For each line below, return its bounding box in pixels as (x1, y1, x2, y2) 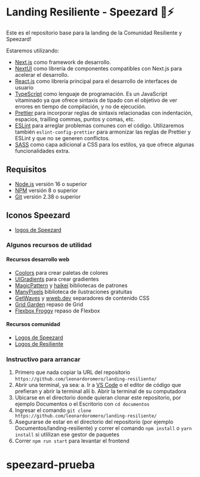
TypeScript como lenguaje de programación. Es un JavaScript (14, 90, 168, 97)
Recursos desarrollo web (6, 256, 70, 263)
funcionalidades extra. (14, 147, 70, 154)
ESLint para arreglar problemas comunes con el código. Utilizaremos (14, 122, 184, 129)
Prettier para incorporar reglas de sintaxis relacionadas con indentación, (14, 109, 193, 116)
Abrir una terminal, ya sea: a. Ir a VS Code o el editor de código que (14, 382, 181, 389)
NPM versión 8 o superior (14, 187, 79, 194)
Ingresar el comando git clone (14, 407, 91, 414)
